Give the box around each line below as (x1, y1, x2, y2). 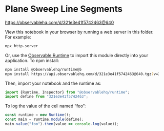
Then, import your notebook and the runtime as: (5, 80, 102, 86)
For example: (5, 34, 32, 40)
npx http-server (5, 43, 38, 48)
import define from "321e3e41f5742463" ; (5, 94, 89, 99)
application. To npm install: (5, 57, 60, 63)
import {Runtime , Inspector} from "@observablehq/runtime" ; (5, 90, 130, 94)
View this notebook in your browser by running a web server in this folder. (5, 29, 154, 35)
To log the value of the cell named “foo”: (5, 103, 86, 109)
